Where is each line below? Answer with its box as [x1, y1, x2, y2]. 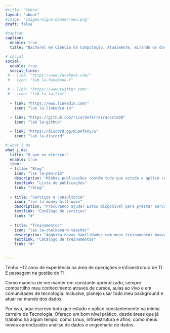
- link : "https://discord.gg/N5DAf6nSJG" [10, 129, 99, 134]
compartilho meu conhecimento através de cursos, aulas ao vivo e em [5, 285, 152, 291]
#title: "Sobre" [5, 7, 39, 13]
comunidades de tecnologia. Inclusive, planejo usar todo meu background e [5, 290, 163, 297]
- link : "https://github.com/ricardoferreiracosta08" [10, 115, 125, 120]
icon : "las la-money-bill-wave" [14, 199, 82, 204]
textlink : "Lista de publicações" [14, 180, 87, 186]
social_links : [10, 68, 39, 73]
